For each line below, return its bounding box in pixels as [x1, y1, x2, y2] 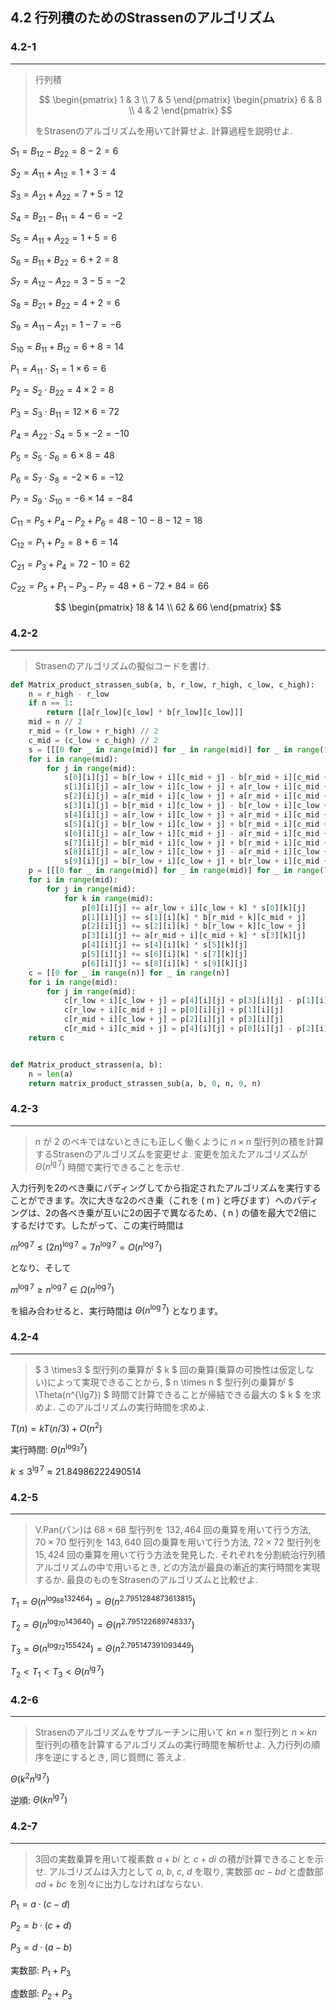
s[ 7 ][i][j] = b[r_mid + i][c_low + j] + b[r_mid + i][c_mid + [63, 838, 329, 848]
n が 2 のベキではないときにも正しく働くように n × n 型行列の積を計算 [34, 1135, 325, 1147]
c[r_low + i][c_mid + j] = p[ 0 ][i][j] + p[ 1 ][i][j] [63, 1005, 284, 1015]
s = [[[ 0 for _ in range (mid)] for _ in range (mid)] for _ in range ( [28, 744, 325, 755]
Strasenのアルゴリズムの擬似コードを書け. [34, 659, 210, 672]
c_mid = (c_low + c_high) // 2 [28, 735, 159, 745]
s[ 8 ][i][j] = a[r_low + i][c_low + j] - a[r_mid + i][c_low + [63, 847, 329, 857]
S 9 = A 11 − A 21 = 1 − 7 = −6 [10, 319, 122, 333]
